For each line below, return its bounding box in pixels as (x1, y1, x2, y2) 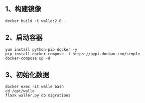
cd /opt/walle (5, 88, 35, 94)
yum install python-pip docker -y (5, 47, 78, 52)
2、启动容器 (5, 33, 43, 42)
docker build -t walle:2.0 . (5, 18, 66, 24)
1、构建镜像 (5, 5, 42, 14)
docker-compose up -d (5, 56, 51, 61)
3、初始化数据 (5, 71, 49, 79)
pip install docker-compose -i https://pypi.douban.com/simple (5, 51, 140, 56)
